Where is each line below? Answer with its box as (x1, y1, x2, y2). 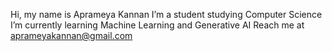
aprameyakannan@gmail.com (10, 30, 133, 41)
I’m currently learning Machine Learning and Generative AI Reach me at (10, 19, 305, 31)
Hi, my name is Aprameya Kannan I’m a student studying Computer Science (10, 9, 323, 20)
